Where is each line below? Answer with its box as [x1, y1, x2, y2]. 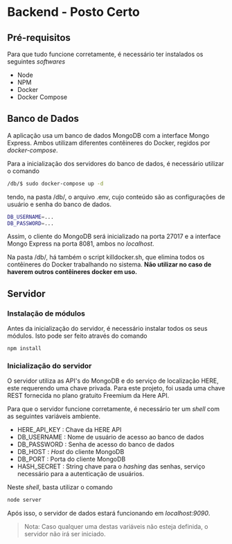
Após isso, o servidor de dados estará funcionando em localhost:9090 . [7, 509, 211, 518]
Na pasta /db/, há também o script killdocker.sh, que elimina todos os [7, 253, 205, 262]
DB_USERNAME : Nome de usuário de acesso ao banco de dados [17, 433, 204, 442]
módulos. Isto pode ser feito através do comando [7, 332, 148, 340]
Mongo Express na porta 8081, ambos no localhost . [7, 239, 154, 248]
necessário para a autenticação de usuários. [17, 470, 145, 478]
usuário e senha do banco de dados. [7, 200, 112, 208]
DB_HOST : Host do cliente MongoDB [17, 448, 125, 456]
